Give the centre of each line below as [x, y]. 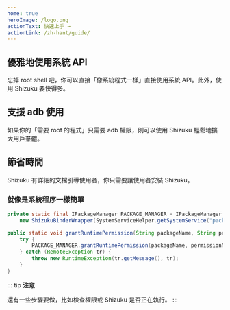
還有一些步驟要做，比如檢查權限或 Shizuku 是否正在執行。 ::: [92, 300]
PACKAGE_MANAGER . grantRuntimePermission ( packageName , [110, 246]
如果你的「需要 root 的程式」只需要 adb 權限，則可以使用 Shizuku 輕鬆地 [110, 130]
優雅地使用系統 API [47, 62]
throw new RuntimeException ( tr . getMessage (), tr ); [105, 259]
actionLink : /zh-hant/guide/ [49, 33]
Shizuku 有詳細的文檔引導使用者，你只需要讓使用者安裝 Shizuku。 [100, 180]
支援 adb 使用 [36, 112]
